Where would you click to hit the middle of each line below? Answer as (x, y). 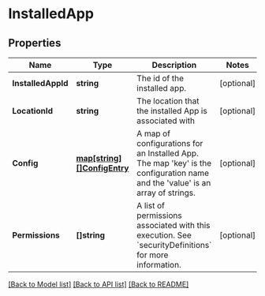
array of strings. (166, 193)
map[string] (99, 158)
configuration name (173, 173)
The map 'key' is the (174, 163)
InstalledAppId (40, 83)
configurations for (170, 143)
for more (153, 255)
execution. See (164, 235)
